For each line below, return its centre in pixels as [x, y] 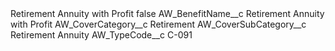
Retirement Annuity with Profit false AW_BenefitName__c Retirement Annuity [167, 13]
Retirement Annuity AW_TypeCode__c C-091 [101, 35]
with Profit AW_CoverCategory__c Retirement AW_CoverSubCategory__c [158, 24]
